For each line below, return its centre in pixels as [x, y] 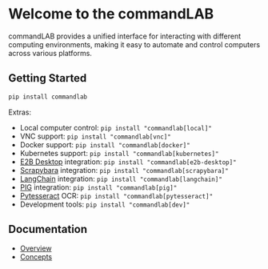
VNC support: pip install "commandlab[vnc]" [96, 136]
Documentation [48, 229]
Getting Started [48, 78]
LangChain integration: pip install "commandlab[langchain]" [121, 179]
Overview [36, 248]
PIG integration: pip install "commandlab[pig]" [98, 187]
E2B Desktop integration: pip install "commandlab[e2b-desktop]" [128, 162]
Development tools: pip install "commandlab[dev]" [105, 204]
